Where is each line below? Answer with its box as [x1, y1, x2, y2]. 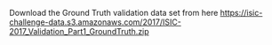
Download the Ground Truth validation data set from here [9, 8, 219, 18]
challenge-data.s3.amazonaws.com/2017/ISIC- [9, 17, 182, 27]
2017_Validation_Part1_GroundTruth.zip [9, 26, 149, 36]
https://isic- [220, 8, 263, 18]
